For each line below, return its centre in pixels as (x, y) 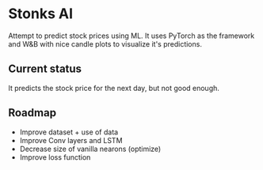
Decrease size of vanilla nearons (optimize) (90, 149)
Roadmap (32, 113)
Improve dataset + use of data (69, 132)
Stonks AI (41, 14)
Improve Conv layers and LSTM (71, 140)
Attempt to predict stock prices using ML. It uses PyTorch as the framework (131, 36)
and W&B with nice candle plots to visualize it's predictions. (105, 43)
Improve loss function (55, 157)
